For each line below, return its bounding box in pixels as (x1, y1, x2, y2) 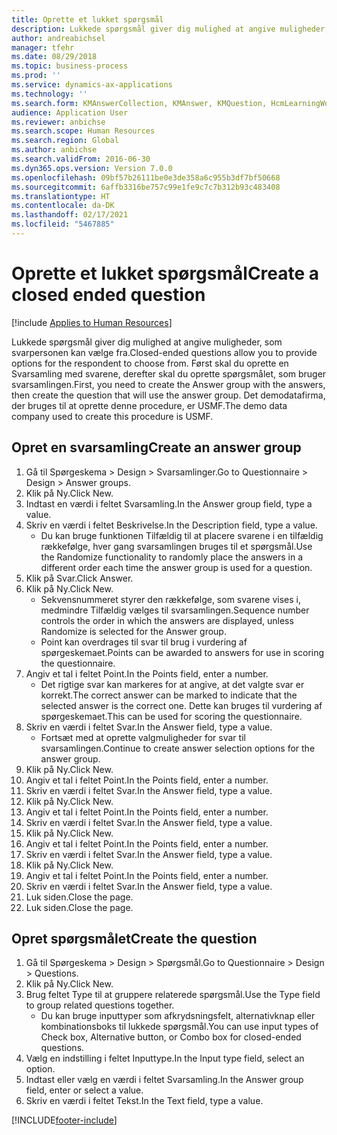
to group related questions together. (25, 999, 175, 1011)
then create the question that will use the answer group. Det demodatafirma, (11, 389, 326, 401)
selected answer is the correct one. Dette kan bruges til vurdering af (40, 699, 323, 711)
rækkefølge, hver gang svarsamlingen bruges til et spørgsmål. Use (40, 540, 313, 552)
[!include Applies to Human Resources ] (11, 316, 173, 328)
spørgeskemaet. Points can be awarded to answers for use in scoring (40, 646, 325, 658)
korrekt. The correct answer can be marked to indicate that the (40, 689, 298, 701)
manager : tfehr (11, 42, 75, 53)
